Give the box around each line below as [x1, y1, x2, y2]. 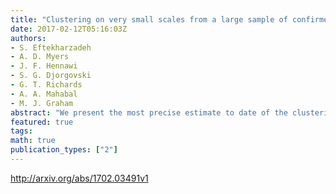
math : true [10, 136, 56, 146]
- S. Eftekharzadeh [10, 42, 92, 53]
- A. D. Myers [10, 52, 70, 62]
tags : [10, 126, 33, 136]
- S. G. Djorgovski [10, 71, 92, 81]
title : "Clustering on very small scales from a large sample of [10, 14, 288, 25]
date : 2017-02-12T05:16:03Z [10, 24, 128, 34]
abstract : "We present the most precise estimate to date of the [10, 107, 288, 118]
